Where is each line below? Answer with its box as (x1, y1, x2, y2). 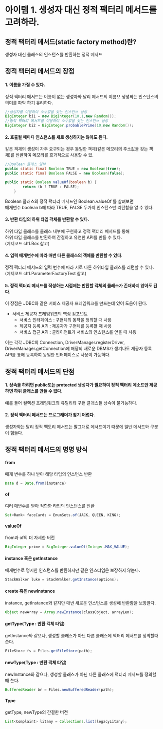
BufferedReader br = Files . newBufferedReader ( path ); (5, 687, 114, 692)
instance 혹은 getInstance (5, 556, 58, 561)
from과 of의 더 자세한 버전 (5, 535, 55, 540)
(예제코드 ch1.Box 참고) (5, 240, 50, 246)
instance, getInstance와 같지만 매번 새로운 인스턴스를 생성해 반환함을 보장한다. (5, 600, 156, 606)
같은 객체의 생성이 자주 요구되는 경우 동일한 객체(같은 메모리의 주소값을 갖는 (5, 146, 148, 152)
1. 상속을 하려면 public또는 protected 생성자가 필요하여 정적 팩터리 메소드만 (5, 382, 148, 388)
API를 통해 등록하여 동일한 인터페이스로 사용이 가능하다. (5, 352, 111, 358)
